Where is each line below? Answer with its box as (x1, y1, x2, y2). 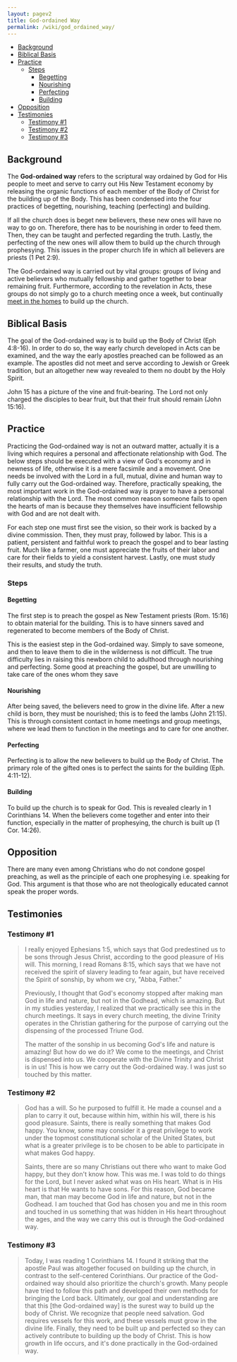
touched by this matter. (24, 1070, 92, 1079)
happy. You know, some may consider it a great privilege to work (24, 1126, 213, 1135)
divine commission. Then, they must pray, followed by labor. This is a (7, 531, 208, 539)
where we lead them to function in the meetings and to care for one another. (7, 725, 229, 733)
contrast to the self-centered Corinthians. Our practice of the (24, 1271, 202, 1279)
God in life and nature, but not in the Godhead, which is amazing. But (24, 997, 225, 1005)
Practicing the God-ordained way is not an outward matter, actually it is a (7, 442, 219, 450)
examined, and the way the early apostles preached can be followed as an (7, 351, 224, 360)
